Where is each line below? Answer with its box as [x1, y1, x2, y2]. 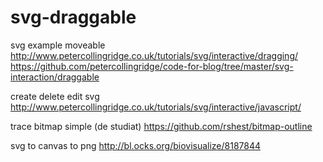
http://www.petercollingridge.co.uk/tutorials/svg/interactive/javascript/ [10, 101, 302, 113]
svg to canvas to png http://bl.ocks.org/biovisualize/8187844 [10, 139, 262, 151]
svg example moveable [10, 39, 106, 51]
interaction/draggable [10, 71, 100, 83]
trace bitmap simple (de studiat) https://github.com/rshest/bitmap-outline [10, 120, 313, 132]
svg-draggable [10, 6, 137, 29]
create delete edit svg [10, 90, 100, 102]
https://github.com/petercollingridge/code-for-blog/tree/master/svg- [10, 60, 294, 72]
